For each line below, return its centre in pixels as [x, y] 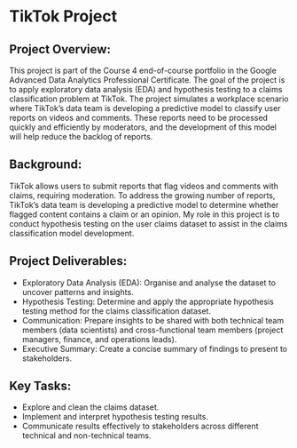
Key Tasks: [40, 386]
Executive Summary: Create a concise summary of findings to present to [155, 348]
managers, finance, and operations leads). [99, 339]
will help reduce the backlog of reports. [81, 136]
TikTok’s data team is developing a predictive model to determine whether [144, 204]
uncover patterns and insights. [78, 292]
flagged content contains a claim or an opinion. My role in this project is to [145, 214]
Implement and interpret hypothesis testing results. [115, 417]
